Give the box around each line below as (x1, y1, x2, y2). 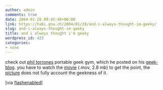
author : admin (5, 7, 35, 13)
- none (5, 45, 19, 50)
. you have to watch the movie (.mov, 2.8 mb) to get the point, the (14, 64, 150, 70)
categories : (5, 40, 30, 46)
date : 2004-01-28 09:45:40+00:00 (5, 17, 76, 22)
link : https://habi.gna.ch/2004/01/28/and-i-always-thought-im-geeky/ (5, 21, 157, 27)
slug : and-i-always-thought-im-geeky (5, 26, 85, 31)
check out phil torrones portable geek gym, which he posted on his (5, 59, 145, 65)
